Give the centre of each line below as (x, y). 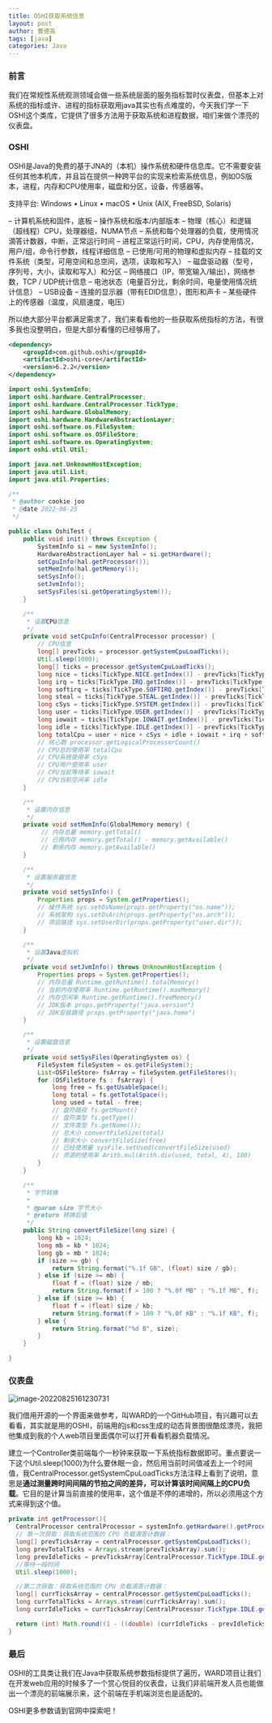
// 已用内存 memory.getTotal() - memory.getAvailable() (135, 840)
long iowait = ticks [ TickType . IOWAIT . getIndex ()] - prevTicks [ (146, 720)
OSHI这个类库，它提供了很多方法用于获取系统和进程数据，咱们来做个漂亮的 (134, 115)
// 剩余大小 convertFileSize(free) (109, 1140)
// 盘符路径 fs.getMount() (95, 1110)
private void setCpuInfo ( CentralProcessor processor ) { (119, 637)
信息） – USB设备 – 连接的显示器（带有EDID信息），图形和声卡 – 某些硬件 (136, 291)
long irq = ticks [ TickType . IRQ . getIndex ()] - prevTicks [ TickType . (152, 682)
